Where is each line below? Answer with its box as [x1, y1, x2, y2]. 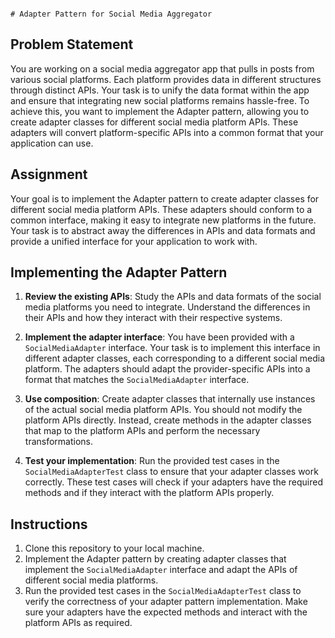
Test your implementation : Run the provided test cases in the [24, 455, 280, 467]
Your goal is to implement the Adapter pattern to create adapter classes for [10, 192, 320, 205]
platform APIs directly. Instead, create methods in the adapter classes [24, 414, 312, 426]
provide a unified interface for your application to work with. [10, 235, 258, 247]
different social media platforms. [24, 574, 159, 586]
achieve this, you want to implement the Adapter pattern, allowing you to [10, 105, 310, 117]
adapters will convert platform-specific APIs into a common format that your [10, 126, 324, 138]
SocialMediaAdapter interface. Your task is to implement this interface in [24, 342, 321, 354]
